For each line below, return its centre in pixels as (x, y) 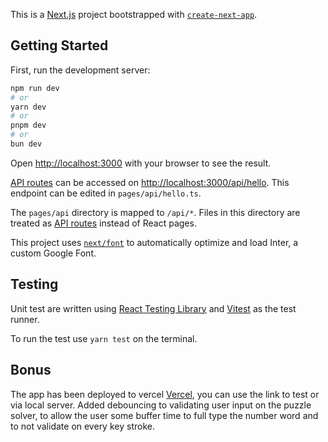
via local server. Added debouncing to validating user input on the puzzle (161, 405)
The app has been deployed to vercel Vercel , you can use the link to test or (165, 394)
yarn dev (28, 107)
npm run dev (35, 88)
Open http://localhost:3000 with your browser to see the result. (141, 163)
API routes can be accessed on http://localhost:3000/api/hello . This (150, 182)
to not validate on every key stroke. (82, 426)
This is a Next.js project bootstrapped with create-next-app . (134, 14)
